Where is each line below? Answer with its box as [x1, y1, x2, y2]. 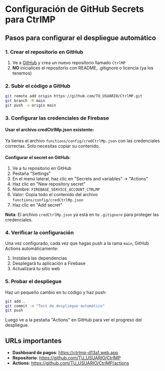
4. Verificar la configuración [5, 229, 74, 236]
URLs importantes [5, 336, 62, 345]
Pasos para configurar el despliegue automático [5, 34, 157, 42]
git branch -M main [5, 98, 45, 103]
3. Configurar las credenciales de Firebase [5, 115, 109, 122]
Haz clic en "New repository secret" [12, 181, 86, 187]
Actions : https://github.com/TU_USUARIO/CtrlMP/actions [12, 360, 129, 366]
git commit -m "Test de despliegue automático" [5, 303, 105, 308]
